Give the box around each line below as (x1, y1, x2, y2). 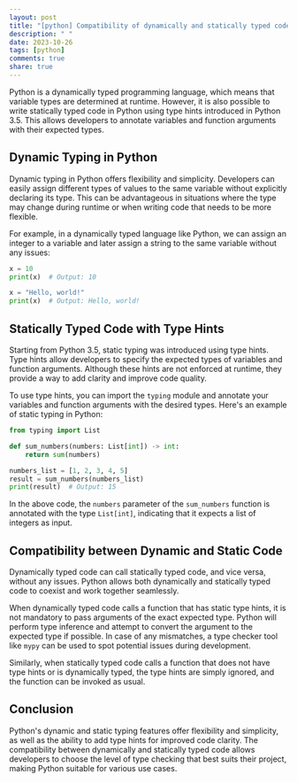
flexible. (9, 211, 38, 221)
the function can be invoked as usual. (9, 677, 146, 687)
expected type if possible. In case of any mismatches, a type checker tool (9, 631, 278, 642)
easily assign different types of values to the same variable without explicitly (9, 182, 287, 193)
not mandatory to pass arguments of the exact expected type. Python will (9, 612, 277, 623)
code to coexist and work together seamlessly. (9, 585, 179, 596)
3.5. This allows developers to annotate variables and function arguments (9, 114, 277, 125)
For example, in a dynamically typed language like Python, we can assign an (9, 228, 287, 239)
